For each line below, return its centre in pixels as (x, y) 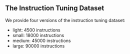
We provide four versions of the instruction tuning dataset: (65, 20)
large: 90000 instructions (38, 46)
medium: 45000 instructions (41, 40)
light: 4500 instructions (36, 30)
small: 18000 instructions (38, 35)
